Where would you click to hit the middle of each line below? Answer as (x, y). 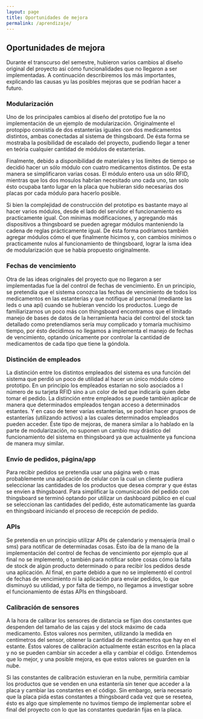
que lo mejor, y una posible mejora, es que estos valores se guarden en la (98, 659)
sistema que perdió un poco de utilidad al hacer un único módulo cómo (95, 379)
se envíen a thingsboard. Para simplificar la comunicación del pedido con (98, 491)
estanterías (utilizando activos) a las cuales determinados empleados (93, 418)
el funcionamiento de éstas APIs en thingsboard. (67, 592)
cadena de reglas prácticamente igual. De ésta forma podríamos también (98, 231)
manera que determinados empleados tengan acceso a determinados (93, 405)
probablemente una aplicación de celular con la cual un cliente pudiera (95, 479)
